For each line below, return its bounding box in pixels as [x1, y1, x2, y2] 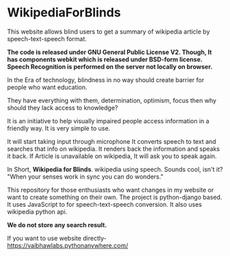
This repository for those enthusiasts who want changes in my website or [7, 185, 214, 194]
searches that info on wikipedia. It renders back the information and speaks [7, 144, 220, 153]
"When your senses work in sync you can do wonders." [7, 172, 164, 181]
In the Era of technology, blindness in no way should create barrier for [7, 75, 205, 84]
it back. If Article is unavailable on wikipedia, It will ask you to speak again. [7, 152, 217, 160]
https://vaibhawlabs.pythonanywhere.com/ [7, 241, 129, 249]
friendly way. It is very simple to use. [7, 124, 111, 132]
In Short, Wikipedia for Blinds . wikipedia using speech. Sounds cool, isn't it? [7, 165, 223, 173]
